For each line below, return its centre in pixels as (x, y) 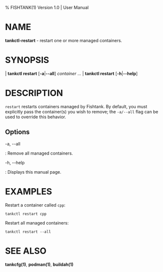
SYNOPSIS (27, 60)
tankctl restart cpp (26, 214)
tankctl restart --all (28, 232)
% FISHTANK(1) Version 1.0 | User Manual (47, 8)
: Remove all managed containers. (39, 153)
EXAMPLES (28, 191)
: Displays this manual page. (33, 172)
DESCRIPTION (34, 93)
